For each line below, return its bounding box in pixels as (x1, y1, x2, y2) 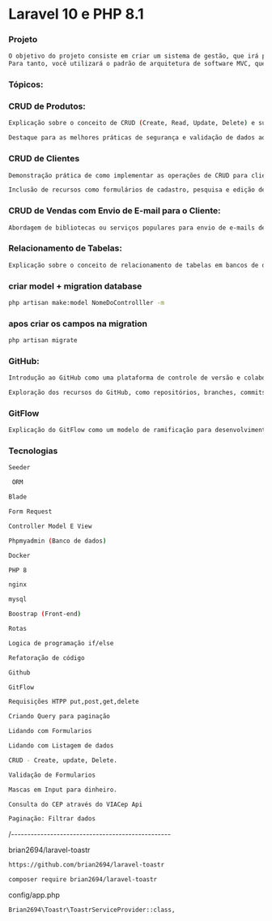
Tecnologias (8, 445, 58, 456)
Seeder (8, 464, 31, 472)
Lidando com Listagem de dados (8, 742, 114, 750)
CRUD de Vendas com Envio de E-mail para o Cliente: (8, 205, 221, 216)
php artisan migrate (8, 336, 79, 345)
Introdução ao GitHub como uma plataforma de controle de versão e (8, 374, 241, 382)
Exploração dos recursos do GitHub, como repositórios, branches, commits (8, 388, 266, 397)
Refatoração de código (8, 653, 85, 662)
